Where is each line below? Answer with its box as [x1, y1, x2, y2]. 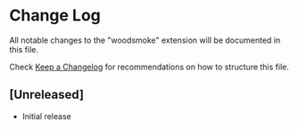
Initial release [21, 110, 71, 121]
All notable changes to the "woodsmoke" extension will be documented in [9, 35, 281, 45]
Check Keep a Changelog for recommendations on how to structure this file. [9, 61, 290, 72]
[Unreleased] [9, 87, 85, 102]
